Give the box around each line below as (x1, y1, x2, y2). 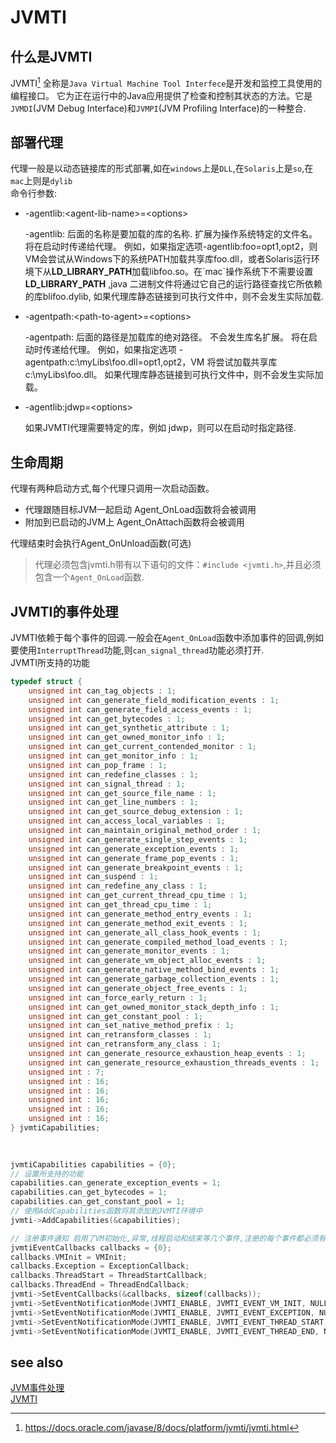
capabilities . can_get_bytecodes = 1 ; (10, 1187, 168, 1198)
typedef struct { (10, 677, 83, 687)
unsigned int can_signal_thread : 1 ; (28, 779, 186, 789)
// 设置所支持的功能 (10, 1169, 84, 1179)
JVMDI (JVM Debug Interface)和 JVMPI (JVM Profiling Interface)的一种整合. (10, 102, 307, 114)
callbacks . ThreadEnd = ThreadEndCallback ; (10, 1280, 190, 1290)
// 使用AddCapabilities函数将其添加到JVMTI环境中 (10, 1206, 203, 1216)
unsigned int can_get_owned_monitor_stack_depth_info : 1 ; (28, 1002, 280, 1012)
